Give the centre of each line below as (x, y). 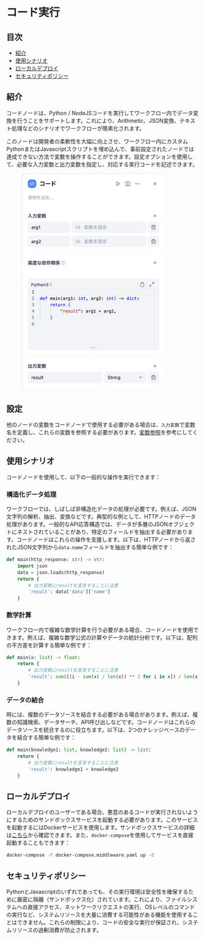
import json (32, 566)
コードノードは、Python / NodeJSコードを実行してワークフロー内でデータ (100, 113)
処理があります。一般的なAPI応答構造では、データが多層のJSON (87, 524)
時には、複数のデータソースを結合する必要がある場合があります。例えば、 (99, 715)
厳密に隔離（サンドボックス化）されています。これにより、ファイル (102, 899)
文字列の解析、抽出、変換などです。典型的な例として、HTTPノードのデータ (101, 517)
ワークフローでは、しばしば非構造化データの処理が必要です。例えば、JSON (101, 509)
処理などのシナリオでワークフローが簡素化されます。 (78, 128)
